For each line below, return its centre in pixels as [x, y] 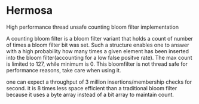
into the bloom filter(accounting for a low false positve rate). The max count [99, 57]
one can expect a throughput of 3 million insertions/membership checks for [99, 82]
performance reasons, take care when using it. [64, 70]
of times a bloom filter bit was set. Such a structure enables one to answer [98, 45]
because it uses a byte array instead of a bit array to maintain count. [90, 94]
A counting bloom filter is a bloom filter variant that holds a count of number [99, 38]
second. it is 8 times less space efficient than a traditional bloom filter [92, 88]
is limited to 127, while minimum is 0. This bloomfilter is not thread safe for [97, 64]
